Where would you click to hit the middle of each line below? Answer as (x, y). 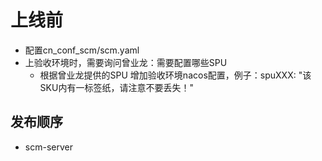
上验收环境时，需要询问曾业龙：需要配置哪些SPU (126, 62)
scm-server (48, 147)
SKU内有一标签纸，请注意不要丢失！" (116, 87)
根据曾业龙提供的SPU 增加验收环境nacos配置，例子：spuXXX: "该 (175, 75)
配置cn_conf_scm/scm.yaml (82, 50)
